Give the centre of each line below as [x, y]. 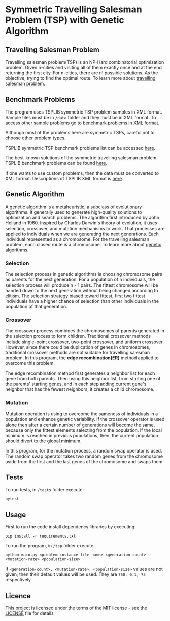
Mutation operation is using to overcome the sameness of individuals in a [82, 414]
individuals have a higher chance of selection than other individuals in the [82, 301]
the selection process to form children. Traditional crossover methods [78, 336]
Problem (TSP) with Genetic [65, 20]
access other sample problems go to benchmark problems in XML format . [82, 123]
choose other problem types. [36, 138]
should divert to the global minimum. [44, 441]
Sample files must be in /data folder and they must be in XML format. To [81, 117]
